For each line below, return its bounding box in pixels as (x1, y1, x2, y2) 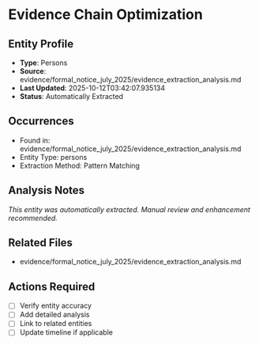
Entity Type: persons (19, 152, 88, 161)
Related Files (8, 236, 73, 250)
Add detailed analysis (19, 310, 90, 320)
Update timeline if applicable (19, 328, 113, 337)
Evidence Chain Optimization (8, 6, 203, 24)
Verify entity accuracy (19, 301, 92, 310)
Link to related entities (19, 319, 92, 328)
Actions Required (8, 279, 96, 294)
